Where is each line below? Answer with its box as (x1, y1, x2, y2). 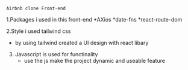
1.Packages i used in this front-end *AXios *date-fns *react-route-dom (6, 16, 183, 23)
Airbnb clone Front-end (6, 5, 66, 11)
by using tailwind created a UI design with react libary (14, 39, 149, 46)
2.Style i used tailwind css (6, 28, 71, 35)
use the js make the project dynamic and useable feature (23, 57, 166, 64)
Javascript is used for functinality (14, 51, 98, 57)
